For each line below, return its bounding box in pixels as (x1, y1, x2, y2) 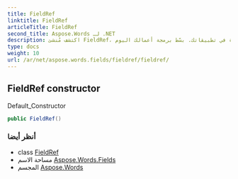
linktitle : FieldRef (7, 17, 69, 24)
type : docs (7, 43, 40, 50)
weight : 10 (7, 50, 40, 57)
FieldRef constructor (7, 83, 101, 95)
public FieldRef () (7, 115, 62, 122)
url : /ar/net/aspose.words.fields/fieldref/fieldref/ (7, 57, 170, 64)
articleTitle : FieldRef (7, 23, 78, 30)
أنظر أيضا (7, 132, 36, 142)
